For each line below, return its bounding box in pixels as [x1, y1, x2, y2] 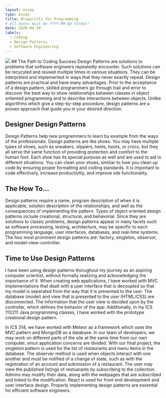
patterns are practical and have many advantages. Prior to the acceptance [5, 79, 157, 85]
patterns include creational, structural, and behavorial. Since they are [5, 214, 146, 220]
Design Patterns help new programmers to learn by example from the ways [5, 133, 159, 139]
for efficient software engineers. [5, 388, 71, 394]
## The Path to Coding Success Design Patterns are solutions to [11, 58, 143, 64]
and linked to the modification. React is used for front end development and [5, 377, 160, 383]
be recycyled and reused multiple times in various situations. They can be [5, 69, 156, 75]
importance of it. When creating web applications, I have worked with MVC [5, 278, 158, 284]
